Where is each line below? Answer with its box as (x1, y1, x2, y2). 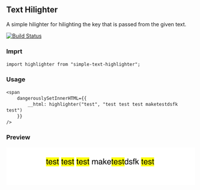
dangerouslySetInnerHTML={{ (17, 96, 87, 102)
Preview (6, 133, 31, 142)
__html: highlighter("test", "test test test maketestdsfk (28, 102, 178, 108)
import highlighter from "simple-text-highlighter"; (6, 62, 141, 68)
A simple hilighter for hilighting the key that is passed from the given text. (6, 20, 187, 27)
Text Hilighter (6, 5, 58, 15)
